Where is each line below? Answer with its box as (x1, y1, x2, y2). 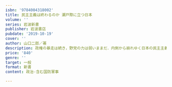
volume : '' (5, 17, 29, 22)
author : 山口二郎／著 (5, 41, 47, 46)
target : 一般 (5, 60, 32, 65)
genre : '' (5, 55, 27, 60)
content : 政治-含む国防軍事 (5, 70, 59, 75)
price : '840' (5, 50, 33, 55)
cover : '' (5, 36, 27, 41)
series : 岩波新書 (5, 21, 39, 27)
